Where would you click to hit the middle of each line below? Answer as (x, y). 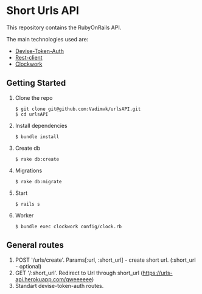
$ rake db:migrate (38, 181)
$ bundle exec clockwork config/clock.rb (68, 226)
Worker (24, 215)
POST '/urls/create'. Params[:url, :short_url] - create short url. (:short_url (105, 260)
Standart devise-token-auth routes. (59, 285)
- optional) (28, 266)
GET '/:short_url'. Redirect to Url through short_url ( (79, 273)
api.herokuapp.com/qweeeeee (54, 279)
